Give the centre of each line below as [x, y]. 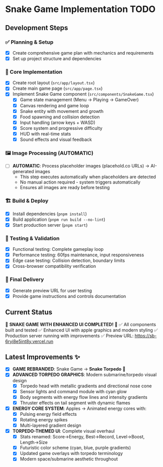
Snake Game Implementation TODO [80, 9]
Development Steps [37, 28]
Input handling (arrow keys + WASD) [58, 122]
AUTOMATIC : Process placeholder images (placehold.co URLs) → [81, 166]
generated [23, 172]
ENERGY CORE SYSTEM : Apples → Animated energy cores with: [79, 408]
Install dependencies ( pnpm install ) [50, 214]
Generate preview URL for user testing [52, 290]
